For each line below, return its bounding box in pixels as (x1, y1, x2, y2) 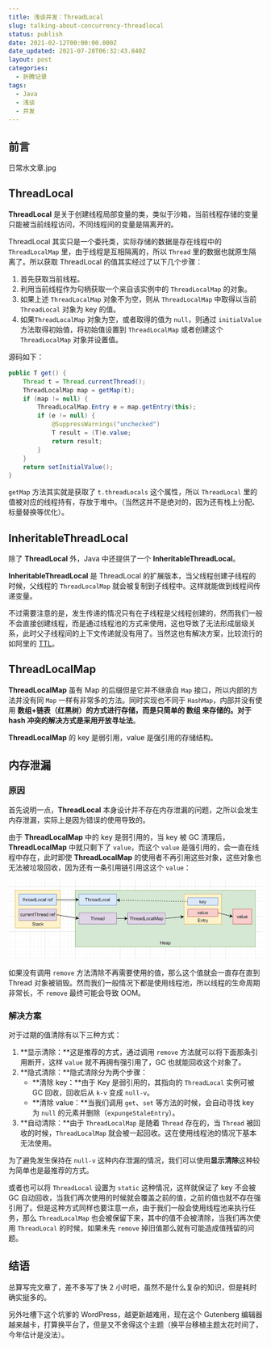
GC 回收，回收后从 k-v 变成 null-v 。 (31, 1088, 155, 1097)
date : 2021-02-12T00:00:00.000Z (8, 39, 117, 47)
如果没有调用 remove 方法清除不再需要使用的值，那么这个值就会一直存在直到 (8, 968, 261, 977)
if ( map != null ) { (23, 395, 89, 403)
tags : (8, 81, 27, 89)
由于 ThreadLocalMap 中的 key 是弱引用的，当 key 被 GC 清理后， (8, 832, 230, 841)
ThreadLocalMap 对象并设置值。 (19, 334, 123, 344)
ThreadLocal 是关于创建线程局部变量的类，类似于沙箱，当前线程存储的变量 (8, 209, 259, 218)
